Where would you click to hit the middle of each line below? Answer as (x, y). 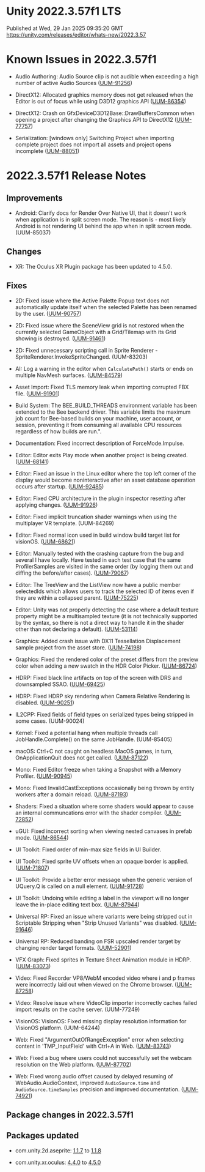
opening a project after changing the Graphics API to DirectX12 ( (96, 119)
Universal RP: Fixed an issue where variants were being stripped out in (104, 916)
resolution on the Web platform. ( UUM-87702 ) (73, 1064)
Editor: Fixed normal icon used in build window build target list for (97, 535)
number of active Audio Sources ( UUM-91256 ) (74, 83)
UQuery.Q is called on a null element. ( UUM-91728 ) (80, 886)
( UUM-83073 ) (33, 966)
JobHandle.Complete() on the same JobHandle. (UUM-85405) (94, 739)
